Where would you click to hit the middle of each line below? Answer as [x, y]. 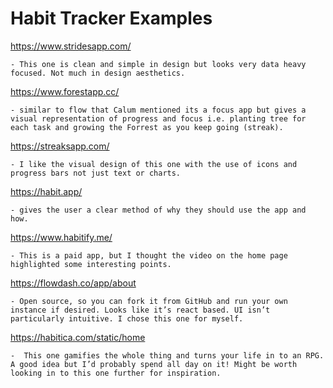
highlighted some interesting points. [91, 264]
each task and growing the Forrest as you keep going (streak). [147, 127]
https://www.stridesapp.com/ [71, 46]
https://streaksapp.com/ [60, 146]
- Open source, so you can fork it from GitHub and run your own [149, 301]
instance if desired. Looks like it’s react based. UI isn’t [140, 310]
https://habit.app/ [46, 191]
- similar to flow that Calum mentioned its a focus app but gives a [158, 110]
